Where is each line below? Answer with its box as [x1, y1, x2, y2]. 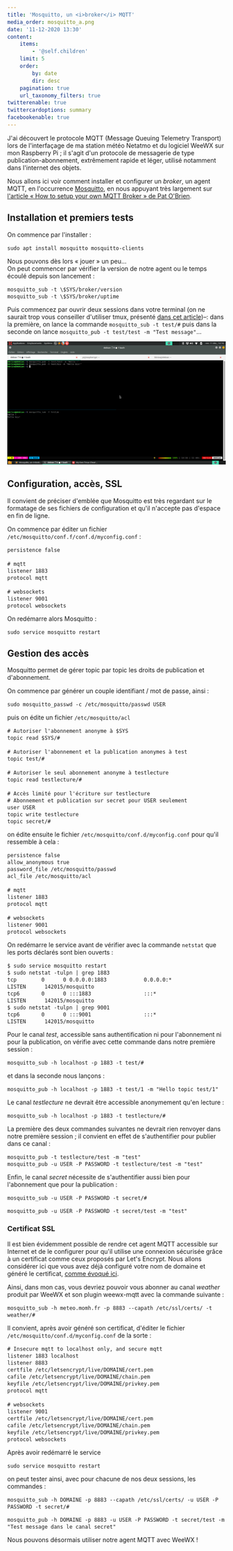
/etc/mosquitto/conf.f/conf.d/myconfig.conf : [7, 532, 141, 541]
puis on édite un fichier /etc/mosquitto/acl [7, 713, 130, 722]
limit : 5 [19, 56, 45, 63]
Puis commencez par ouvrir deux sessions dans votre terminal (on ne [7, 305, 206, 313]
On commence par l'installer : [7, 230, 92, 239]
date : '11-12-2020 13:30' [7, 26, 82, 33]
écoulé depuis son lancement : [7, 271, 95, 280]
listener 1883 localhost [7, 1352, 79, 1360]
